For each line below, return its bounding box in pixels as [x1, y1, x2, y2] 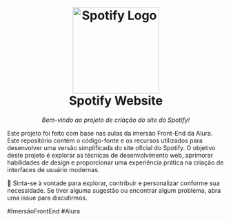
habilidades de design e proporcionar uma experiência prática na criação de [7, 158, 224, 167]
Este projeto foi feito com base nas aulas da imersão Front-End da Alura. [7, 129, 213, 137]
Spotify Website [68, 93, 163, 109]
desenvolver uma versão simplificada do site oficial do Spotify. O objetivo [7, 143, 216, 151]
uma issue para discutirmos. [7, 193, 88, 202]
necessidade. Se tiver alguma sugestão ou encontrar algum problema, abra [7, 186, 221, 194]
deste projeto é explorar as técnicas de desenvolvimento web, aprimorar [7, 151, 214, 159]
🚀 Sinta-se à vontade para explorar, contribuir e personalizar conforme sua [7, 179, 220, 187]
